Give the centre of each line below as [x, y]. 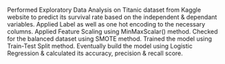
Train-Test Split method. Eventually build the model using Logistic [100, 46]
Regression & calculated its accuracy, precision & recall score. [95, 53]
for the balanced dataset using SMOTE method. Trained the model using [109, 39]
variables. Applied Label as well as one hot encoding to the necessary [106, 24]
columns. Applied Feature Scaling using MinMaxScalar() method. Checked [112, 31]
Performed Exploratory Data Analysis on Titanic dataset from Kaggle [104, 10]
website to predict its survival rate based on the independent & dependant [112, 17]
